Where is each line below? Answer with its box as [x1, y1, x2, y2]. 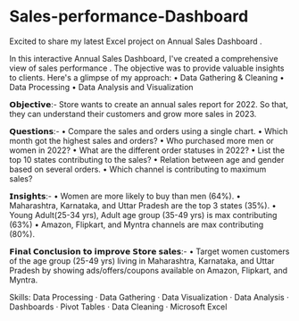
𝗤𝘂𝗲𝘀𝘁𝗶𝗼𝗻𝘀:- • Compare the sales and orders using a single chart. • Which [9, 125, 288, 136]
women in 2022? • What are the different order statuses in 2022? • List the [9, 145, 286, 156]
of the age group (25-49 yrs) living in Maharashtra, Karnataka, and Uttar [9, 255, 275, 266]
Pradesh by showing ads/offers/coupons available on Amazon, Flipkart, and [9, 265, 288, 275]
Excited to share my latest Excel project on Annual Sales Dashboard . [9, 36, 262, 46]
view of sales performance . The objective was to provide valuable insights [9, 63, 285, 73]
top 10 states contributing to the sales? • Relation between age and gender [9, 154, 285, 165]
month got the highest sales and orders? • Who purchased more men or [9, 135, 274, 146]
